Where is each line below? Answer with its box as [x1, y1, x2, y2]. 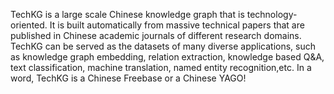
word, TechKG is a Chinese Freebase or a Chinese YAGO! [10, 72, 247, 84]
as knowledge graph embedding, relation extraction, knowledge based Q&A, [10, 51, 325, 63]
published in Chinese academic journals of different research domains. [10, 30, 302, 41]
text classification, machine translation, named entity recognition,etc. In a [10, 62, 312, 73]
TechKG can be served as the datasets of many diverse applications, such [10, 40, 317, 52]
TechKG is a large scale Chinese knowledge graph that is [10, 9, 245, 20]
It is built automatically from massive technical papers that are [49, 19, 305, 31]
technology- [246, 9, 298, 20]
